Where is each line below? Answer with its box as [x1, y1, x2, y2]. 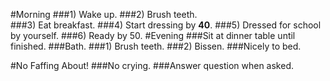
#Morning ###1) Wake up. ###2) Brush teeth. [10, 9, 198, 20]
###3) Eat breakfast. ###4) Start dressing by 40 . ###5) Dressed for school [10, 19, 322, 31]
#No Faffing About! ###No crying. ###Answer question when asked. [10, 60, 294, 71]
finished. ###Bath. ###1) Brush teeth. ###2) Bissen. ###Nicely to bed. [10, 40, 302, 52]
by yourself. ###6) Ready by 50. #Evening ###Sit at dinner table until [10, 30, 296, 41]
